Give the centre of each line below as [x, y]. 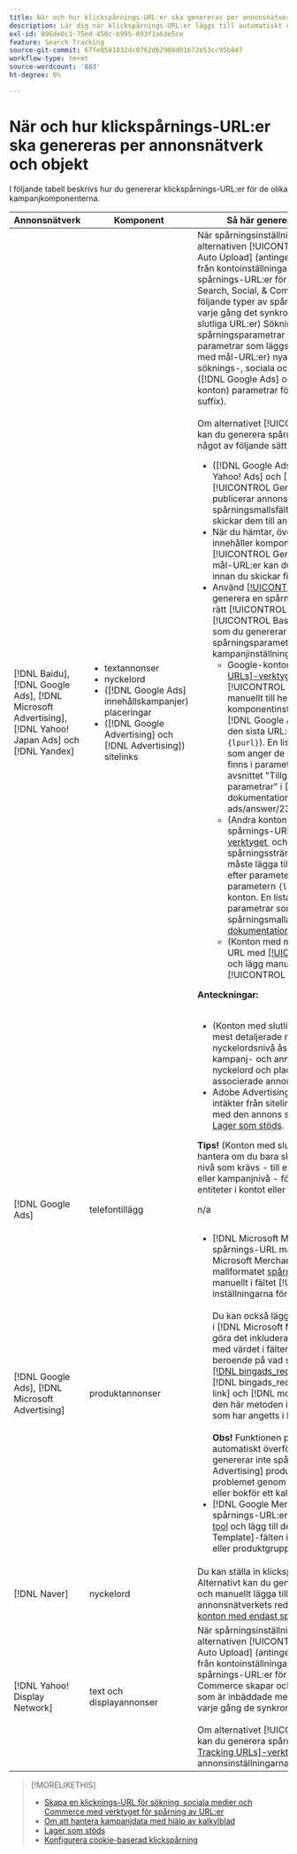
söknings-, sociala [236, 368]
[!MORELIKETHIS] [63, 1785]
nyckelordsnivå [244, 1048]
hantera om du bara [238, 1156]
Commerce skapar [236, 1686]
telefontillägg [116, 1209]
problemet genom [249, 1482]
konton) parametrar [238, 390]
